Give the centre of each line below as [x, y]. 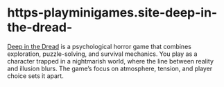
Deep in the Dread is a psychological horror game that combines [100, 46]
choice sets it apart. [35, 76]
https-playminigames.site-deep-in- [112, 13]
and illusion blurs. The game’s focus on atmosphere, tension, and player [110, 68]
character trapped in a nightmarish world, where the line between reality [110, 61]
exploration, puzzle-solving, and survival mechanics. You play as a [102, 54]
